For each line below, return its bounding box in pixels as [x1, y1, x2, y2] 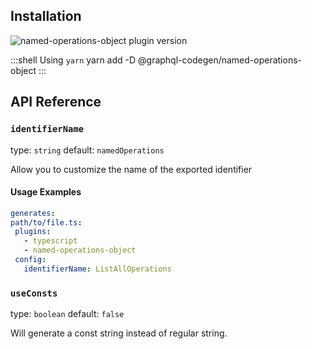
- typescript [23, 236, 78, 246]
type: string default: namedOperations [10, 144, 165, 156]
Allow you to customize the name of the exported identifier [10, 163, 253, 175]
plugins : [14, 227, 52, 237]
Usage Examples [10, 186, 82, 198]
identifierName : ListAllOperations [23, 264, 172, 274]
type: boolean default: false [10, 308, 125, 320]
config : [14, 255, 47, 265]
